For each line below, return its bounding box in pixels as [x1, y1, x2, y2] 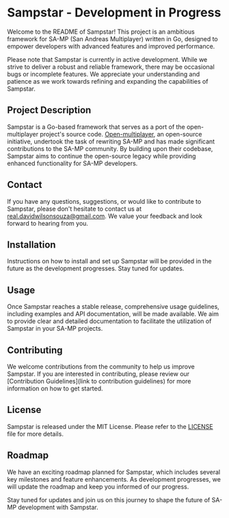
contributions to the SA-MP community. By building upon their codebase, [7, 144, 213, 152]
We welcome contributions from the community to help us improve [7, 362, 195, 370]
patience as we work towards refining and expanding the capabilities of [7, 77, 208, 85]
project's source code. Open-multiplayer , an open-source [40, 130, 202, 138]
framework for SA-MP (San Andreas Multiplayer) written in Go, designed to [7, 34, 219, 43]
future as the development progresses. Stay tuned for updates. [7, 264, 185, 272]
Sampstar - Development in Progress [7, 5, 221, 21]
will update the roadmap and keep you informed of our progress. [7, 482, 189, 491]
